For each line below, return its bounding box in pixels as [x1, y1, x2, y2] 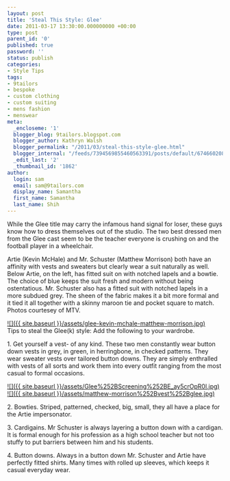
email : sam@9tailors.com [13, 182, 84, 189]
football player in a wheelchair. [7, 241, 94, 250]
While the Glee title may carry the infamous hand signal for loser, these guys [7, 220, 222, 228]
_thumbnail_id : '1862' [13, 162, 78, 170]
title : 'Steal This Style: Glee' [7, 16, 103, 23]
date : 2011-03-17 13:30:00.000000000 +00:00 [7, 23, 136, 29]
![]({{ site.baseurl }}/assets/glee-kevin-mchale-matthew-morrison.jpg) [7, 319, 205, 328]
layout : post [7, 10, 44, 17]
